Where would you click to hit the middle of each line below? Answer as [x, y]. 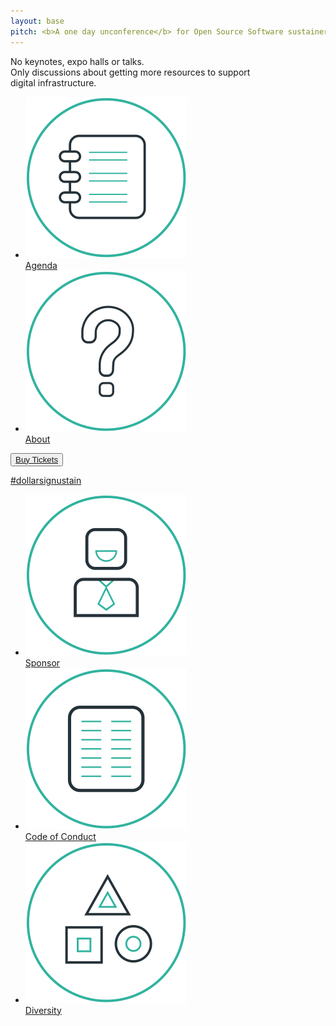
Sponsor [42, 662]
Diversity [43, 1010]
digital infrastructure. [53, 82]
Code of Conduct [60, 836]
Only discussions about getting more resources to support [130, 72]
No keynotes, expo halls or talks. [77, 61]
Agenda [41, 265]
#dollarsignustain [46, 480]
